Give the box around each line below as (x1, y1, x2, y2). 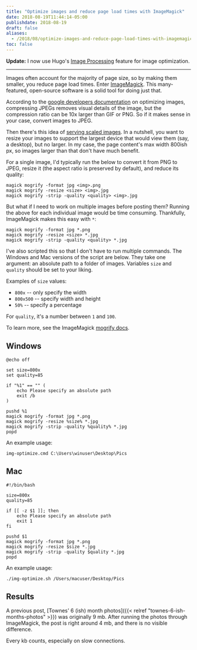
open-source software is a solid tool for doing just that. (29, 86, 162, 94)
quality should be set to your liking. (6, 266, 93, 273)
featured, (6, 86, 28, 94)
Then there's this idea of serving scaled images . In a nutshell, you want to (6, 128, 185, 135)
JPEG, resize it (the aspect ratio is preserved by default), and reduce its (6, 165, 179, 172)
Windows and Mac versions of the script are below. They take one (6, 253, 166, 260)
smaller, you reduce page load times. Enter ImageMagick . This (6, 81, 157, 88)
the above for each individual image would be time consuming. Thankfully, (6, 209, 186, 216)
